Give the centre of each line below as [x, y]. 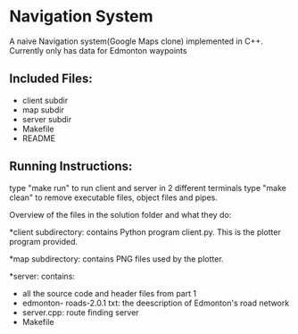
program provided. [44, 241]
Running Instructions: [71, 167]
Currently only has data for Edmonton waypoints [98, 50]
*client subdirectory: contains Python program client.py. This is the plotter [145, 232]
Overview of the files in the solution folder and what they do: [120, 214]
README [39, 138]
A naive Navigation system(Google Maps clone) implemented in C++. [136, 41]
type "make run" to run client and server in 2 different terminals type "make [148, 188]
